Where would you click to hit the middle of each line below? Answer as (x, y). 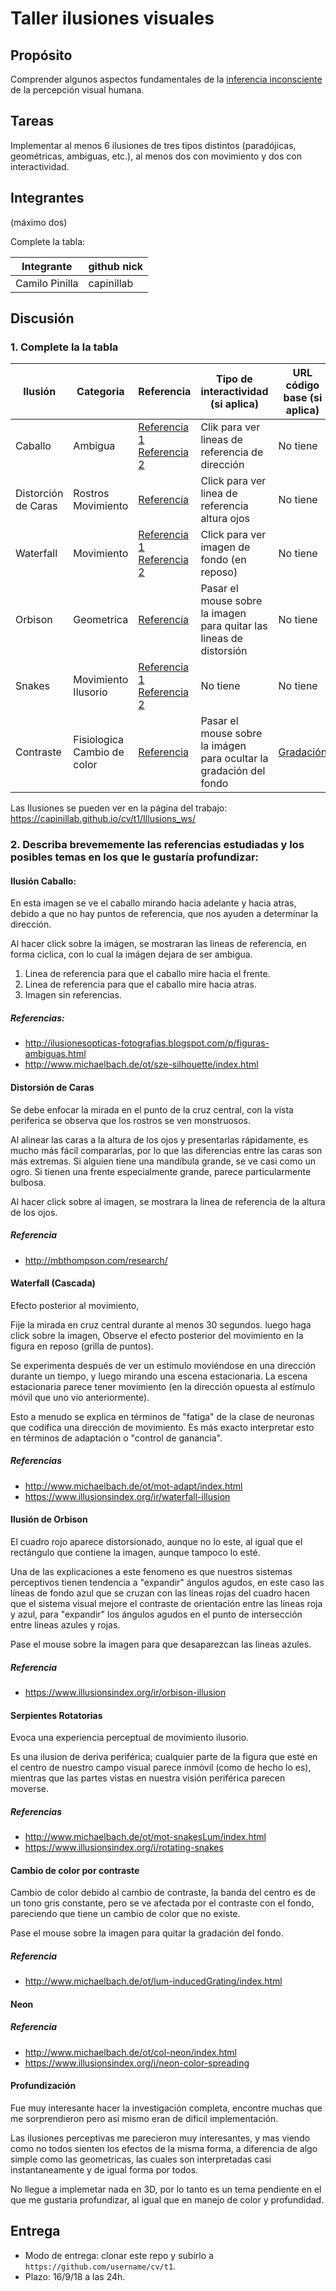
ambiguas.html (55, 1054)
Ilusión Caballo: (43, 881)
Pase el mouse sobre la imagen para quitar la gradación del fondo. (147, 1933)
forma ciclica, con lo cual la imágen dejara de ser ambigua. (131, 954)
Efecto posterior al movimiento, (75, 1305)
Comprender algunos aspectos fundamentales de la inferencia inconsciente (166, 79)
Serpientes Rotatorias (56, 1715)
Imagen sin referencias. (73, 995)
